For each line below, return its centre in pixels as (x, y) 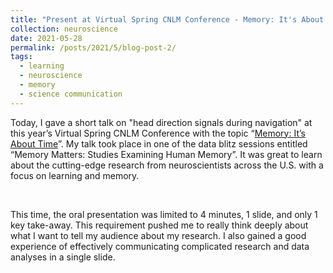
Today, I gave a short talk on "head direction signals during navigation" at (161, 122)
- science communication (71, 94)
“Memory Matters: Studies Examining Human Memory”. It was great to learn (166, 154)
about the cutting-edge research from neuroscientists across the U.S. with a (167, 165)
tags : (21, 57)
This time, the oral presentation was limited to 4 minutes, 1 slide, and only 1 (164, 214)
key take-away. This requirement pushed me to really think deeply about (159, 225)
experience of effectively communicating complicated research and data (160, 246)
